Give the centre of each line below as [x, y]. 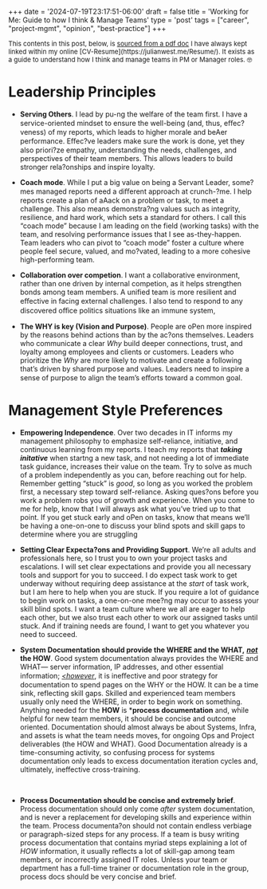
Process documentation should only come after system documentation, [137, 808]
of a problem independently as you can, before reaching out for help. [133, 474]
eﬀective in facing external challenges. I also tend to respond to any [131, 301]
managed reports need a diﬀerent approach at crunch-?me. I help [144, 191]
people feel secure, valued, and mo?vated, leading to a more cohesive [135, 251]
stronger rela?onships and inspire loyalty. [87, 167]
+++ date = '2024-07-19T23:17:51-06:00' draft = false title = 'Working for [129, 12]
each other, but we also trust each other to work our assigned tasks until [139, 617]
